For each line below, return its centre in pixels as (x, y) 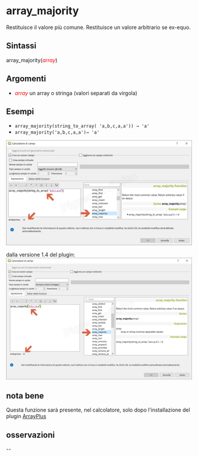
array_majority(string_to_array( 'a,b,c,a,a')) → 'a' (82, 126)
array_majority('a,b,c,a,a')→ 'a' (57, 132)
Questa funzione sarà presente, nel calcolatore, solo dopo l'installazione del (98, 410)
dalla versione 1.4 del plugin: (41, 254)
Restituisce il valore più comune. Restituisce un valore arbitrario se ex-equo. (98, 27)
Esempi (20, 111)
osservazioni (30, 435)
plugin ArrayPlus (26, 416)
